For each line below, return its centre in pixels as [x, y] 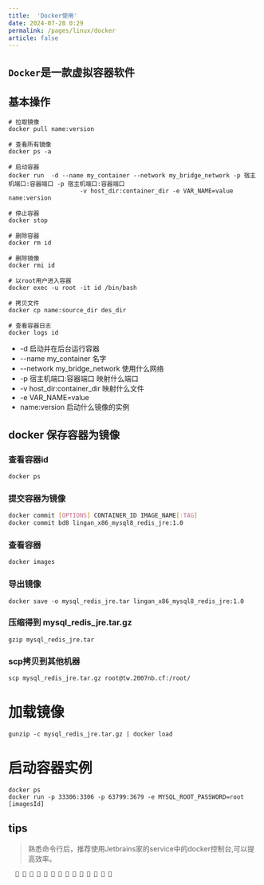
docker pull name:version [51, 129]
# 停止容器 [24, 214]
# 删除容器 [24, 236]
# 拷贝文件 [24, 304]
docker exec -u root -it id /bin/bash [73, 288]
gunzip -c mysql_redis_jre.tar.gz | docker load [91, 734]
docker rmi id [32, 266]
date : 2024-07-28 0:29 [46, 23]
